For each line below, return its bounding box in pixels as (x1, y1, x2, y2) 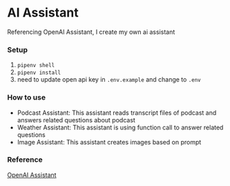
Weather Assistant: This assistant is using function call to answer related (17, 123, 224, 131)
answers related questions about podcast (17, 115, 136, 124)
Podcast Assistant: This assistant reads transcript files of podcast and (17, 109, 217, 117)
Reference (7, 155, 43, 165)
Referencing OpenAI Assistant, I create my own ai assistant (7, 28, 175, 36)
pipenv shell (17, 62, 55, 69)
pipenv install (17, 69, 61, 77)
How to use (7, 93, 46, 102)
